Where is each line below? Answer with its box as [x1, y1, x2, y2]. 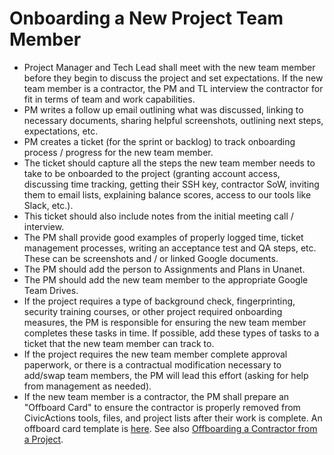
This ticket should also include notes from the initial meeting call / [23, 210, 294, 222]
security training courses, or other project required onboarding [23, 305, 283, 317]
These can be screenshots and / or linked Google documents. [23, 252, 279, 264]
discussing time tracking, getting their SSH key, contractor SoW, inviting [23, 178, 320, 190]
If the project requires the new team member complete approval [23, 348, 288, 360]
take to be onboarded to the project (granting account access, [23, 167, 281, 179]
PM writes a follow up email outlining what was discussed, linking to [23, 103, 304, 116]
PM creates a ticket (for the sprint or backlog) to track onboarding [23, 135, 296, 147]
